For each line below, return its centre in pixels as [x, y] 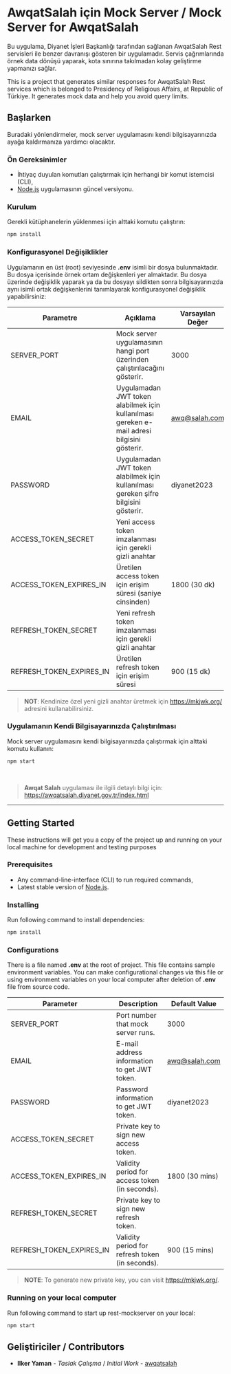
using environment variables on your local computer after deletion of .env [112, 980]
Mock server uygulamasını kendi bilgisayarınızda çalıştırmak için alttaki [107, 741]
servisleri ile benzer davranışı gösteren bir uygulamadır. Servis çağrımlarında [115, 54]
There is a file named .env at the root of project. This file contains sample [111, 965]
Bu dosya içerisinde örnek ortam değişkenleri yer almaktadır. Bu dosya [107, 274]
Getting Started [41, 823]
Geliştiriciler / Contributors [66, 1347]
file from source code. [38, 987]
